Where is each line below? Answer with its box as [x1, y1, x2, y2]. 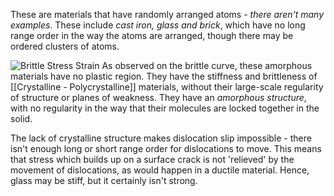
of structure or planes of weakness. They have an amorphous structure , [10, 92, 307, 103]
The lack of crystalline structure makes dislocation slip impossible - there [10, 132, 312, 144]
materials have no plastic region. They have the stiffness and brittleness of [10, 70, 318, 82]
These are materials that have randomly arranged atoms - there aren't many [10, 9, 325, 20]
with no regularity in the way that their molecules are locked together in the [10, 102, 320, 114]
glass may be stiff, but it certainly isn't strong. [10, 175, 198, 186]
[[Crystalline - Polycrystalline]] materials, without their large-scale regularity [10, 81, 324, 93]
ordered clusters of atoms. [10, 40, 120, 52]
